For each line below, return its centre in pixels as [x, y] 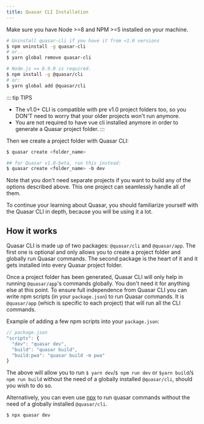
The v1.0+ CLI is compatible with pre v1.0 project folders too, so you [100, 109]
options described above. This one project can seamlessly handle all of [96, 187]
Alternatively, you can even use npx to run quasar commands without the [98, 398]
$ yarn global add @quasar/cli [46, 86]
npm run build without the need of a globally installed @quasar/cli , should [99, 379]
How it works [32, 231]
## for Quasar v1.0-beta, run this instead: [64, 163]
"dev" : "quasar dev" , [39, 344]
